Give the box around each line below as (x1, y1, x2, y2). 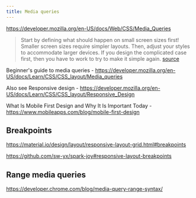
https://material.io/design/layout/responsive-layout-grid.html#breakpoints (6, 141, 187, 148)
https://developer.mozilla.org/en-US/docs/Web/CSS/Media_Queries (6, 25, 171, 32)
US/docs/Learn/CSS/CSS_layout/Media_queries (6, 73, 123, 80)
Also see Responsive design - (6, 84, 79, 92)
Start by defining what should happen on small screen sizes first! (20, 36, 179, 43)
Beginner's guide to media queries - (6, 66, 94, 74)
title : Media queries (6, 8, 60, 15)
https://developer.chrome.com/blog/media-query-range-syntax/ (6, 186, 163, 193)
